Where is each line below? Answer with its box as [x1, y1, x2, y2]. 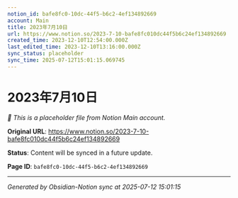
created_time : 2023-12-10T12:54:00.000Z [7, 37, 129, 44]
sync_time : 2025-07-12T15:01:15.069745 [7, 57, 125, 64]
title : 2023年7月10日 [7, 23, 68, 31]
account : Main [7, 17, 50, 24]
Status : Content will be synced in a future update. [7, 148, 153, 157]
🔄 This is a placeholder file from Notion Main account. [7, 113, 166, 121]
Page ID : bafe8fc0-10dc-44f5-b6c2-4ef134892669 [7, 162, 149, 170]
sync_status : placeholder [7, 50, 84, 57]
